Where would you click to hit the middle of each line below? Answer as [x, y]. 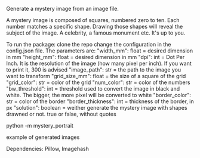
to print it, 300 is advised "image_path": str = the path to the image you [94, 70]
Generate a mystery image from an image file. [63, 9]
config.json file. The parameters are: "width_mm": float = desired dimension [100, 51]
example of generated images [43, 137]
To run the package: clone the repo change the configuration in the [89, 44]
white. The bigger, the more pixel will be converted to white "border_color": [99, 95]
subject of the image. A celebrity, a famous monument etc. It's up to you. [96, 33]
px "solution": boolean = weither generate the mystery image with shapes [97, 108]
